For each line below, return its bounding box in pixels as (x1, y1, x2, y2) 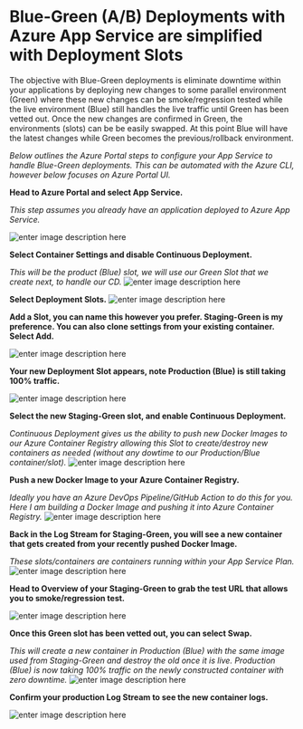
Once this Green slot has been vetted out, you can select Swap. (9, 628, 252, 638)
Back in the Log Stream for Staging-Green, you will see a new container (9, 528, 283, 540)
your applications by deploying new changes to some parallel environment (9, 84, 287, 95)
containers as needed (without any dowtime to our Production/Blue (9, 446, 260, 458)
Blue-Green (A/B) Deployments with (9, 6, 286, 27)
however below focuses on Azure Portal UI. (9, 169, 171, 180)
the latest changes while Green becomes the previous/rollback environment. (9, 132, 294, 143)
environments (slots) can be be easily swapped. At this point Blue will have (9, 122, 288, 133)
